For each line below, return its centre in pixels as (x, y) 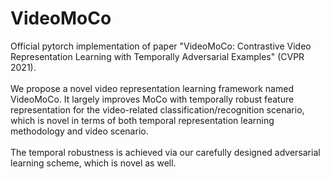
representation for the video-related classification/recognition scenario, (157, 109)
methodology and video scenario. (79, 131)
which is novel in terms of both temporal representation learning (142, 120)
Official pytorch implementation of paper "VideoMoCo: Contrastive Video (161, 46)
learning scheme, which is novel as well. (93, 163)
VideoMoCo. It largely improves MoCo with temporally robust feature (152, 99)
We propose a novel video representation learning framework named (152, 88)
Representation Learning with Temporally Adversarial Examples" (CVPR (157, 56)
